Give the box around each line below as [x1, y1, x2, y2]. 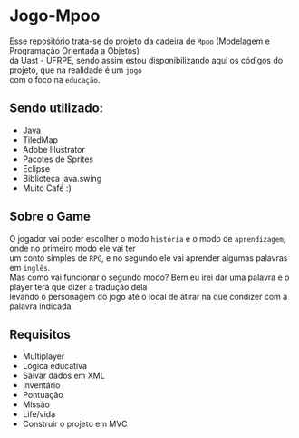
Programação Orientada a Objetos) [9, 45, 140, 55]
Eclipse [22, 163, 51, 174]
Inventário [22, 380, 61, 391]
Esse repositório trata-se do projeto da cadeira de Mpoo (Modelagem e [9, 35, 270, 46]
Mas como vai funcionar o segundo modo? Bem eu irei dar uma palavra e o [9, 272, 290, 283]
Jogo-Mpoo [9, 5, 101, 26]
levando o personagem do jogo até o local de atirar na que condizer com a [9, 291, 288, 302]
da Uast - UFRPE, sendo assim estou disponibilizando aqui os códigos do [9, 55, 284, 65]
